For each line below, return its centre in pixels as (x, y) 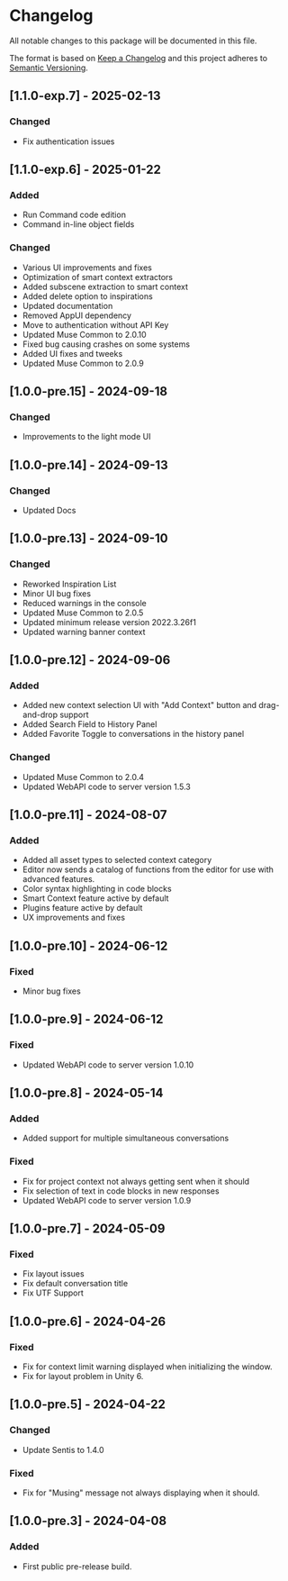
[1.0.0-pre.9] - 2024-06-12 (86, 1019)
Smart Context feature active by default (95, 898)
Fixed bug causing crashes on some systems (106, 344)
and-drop (40, 715)
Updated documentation (67, 305)
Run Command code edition (74, 215)
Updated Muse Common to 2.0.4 (83, 777)
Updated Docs (49, 510)
